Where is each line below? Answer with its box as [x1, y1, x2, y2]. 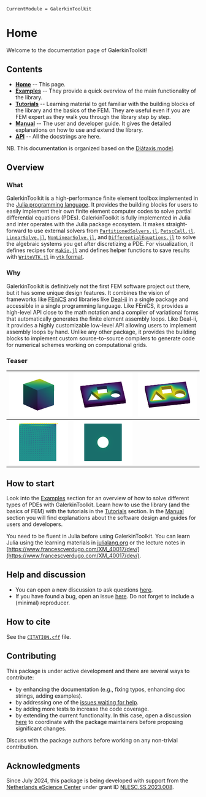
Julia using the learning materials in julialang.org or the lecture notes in [6, 539, 185, 546]
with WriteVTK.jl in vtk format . [6, 253, 85, 261]
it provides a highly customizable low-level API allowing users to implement [6, 321, 197, 329]
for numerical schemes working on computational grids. [6, 341, 148, 348]
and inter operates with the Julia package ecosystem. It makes [6, 221, 165, 228]
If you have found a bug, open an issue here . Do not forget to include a [15, 592, 194, 600]
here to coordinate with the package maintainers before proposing [15, 718, 183, 725]
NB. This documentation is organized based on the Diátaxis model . [6, 144, 175, 152]
